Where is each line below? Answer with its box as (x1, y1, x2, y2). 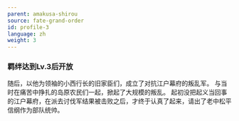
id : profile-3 (7, 23, 50, 31)
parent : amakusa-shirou (7, 10, 78, 18)
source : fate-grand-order (7, 17, 84, 24)
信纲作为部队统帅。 (7, 106, 64, 115)
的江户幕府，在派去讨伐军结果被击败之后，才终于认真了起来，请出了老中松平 (7, 97, 232, 105)
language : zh (7, 30, 46, 38)
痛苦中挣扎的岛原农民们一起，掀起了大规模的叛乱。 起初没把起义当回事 (19, 88, 228, 97)
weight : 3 (7, 37, 37, 44)
